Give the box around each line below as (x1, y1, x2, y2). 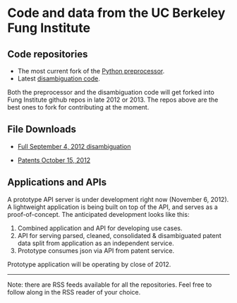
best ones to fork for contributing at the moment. (7, 103, 150, 111)
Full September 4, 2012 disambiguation (17, 142, 132, 150)
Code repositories (7, 48, 88, 60)
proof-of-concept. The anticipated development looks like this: (7, 210, 190, 218)
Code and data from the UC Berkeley (7, 5, 226, 21)
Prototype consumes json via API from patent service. (17, 246, 175, 255)
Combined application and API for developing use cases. (17, 224, 183, 232)
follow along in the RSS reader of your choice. (7, 287, 141, 296)
